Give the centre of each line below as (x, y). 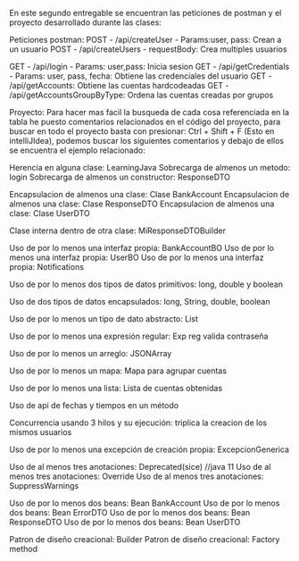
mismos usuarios (41, 432)
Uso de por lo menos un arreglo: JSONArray (91, 353)
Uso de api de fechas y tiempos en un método (94, 405)
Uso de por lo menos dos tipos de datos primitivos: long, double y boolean (146, 284)
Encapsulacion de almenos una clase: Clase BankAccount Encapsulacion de (149, 194)
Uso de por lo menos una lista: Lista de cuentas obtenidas (116, 388)
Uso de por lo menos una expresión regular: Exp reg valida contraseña (139, 336)
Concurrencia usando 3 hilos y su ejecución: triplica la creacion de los (138, 423)
